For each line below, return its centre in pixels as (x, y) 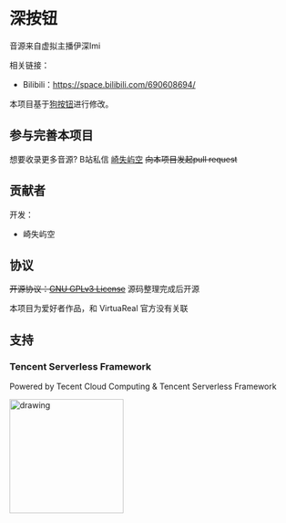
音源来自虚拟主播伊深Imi (55, 46)
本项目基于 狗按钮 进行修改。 (61, 104)
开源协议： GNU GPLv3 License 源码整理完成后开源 (105, 289)
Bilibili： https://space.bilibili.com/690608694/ (109, 84)
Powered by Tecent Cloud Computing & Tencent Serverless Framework (143, 387)
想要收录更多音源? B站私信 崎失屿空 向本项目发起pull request (123, 159)
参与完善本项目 (51, 136)
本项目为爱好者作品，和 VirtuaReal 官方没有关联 (99, 309)
